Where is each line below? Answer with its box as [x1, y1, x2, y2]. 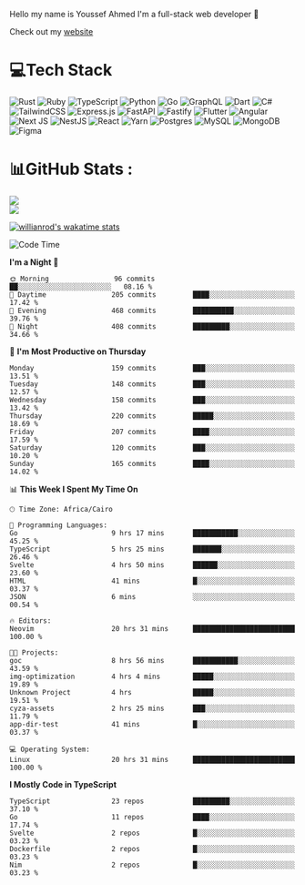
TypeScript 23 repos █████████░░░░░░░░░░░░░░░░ [9, 797, 296, 806]
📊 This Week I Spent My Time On [9, 483, 138, 494]
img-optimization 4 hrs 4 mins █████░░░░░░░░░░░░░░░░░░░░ [9, 672, 296, 681]
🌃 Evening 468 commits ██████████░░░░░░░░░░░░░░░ [9, 306, 296, 315]
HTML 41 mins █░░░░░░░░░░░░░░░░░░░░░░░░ [9, 576, 296, 585]
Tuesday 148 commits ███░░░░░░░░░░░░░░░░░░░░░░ [9, 379, 296, 389]
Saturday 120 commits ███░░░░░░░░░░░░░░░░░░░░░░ [9, 442, 296, 453]
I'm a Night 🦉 [9, 256, 59, 268]
